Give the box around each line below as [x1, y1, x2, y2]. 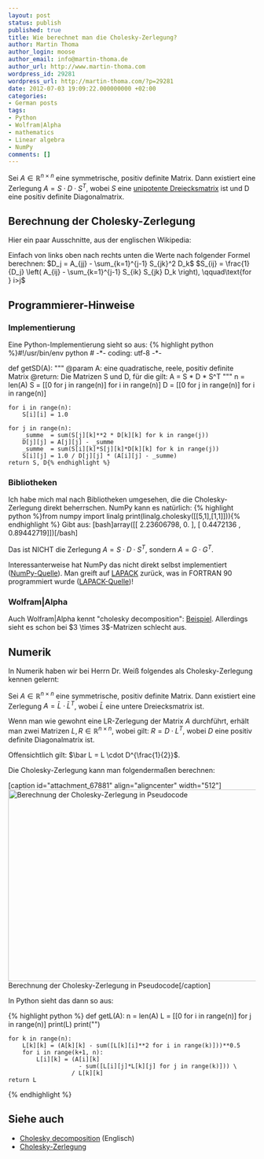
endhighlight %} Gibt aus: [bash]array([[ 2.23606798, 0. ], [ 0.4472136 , [8, 520, 241, 529]
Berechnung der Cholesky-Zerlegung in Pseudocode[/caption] [8, 981, 211, 991]
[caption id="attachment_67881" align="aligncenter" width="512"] [8, 781, 222, 790]
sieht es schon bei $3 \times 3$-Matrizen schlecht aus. [8, 623, 187, 632]
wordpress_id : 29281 [8, 70, 76, 78]
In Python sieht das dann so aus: [8, 996, 114, 1006]
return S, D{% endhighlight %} [8, 459, 111, 467]
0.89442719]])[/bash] [8, 528, 79, 538]
